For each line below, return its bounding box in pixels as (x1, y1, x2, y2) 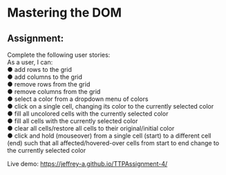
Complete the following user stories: (7, 50, 111, 59)
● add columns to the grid (7, 73, 83, 81)
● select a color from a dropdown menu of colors (7, 95, 149, 103)
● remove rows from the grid (7, 80, 91, 88)
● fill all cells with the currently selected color (7, 117, 138, 125)
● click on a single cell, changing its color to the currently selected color (7, 102, 214, 110)
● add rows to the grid (7, 66, 73, 73)
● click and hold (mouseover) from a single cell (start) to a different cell (7, 131, 211, 140)
